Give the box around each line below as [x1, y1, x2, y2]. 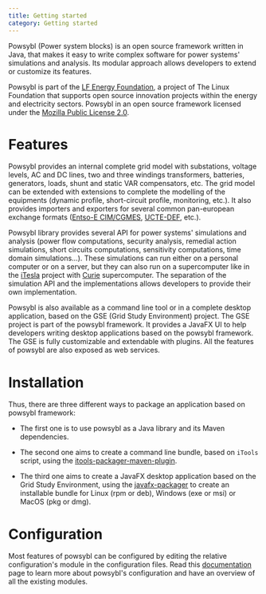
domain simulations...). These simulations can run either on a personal [8, 253, 239, 263]
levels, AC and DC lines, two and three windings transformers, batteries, [8, 170, 245, 180]
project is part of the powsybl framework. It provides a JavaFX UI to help [8, 320, 247, 330]
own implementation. [8, 287, 77, 297]
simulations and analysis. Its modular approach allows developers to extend [8, 57, 256, 68]
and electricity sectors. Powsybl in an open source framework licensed [8, 99, 241, 109]
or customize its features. [8, 66, 92, 76]
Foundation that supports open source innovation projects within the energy [8, 90, 257, 100]
